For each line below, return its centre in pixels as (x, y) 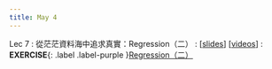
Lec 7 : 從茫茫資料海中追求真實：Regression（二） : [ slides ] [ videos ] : (136, 43)
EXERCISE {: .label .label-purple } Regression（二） (101, 55)
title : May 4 (33, 17)
